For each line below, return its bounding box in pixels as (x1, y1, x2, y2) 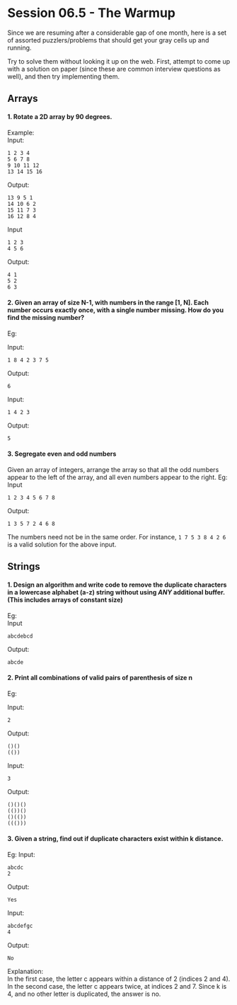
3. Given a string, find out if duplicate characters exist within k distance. (7, 834, 224, 843)
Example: (7, 128, 35, 137)
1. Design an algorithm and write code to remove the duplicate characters (7, 580, 227, 589)
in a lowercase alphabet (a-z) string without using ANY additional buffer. (7, 587, 225, 596)
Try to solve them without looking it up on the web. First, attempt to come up (7, 57, 231, 65)
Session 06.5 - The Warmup (7, 5, 175, 21)
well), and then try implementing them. (7, 72, 120, 81)
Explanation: (7, 967, 44, 975)
